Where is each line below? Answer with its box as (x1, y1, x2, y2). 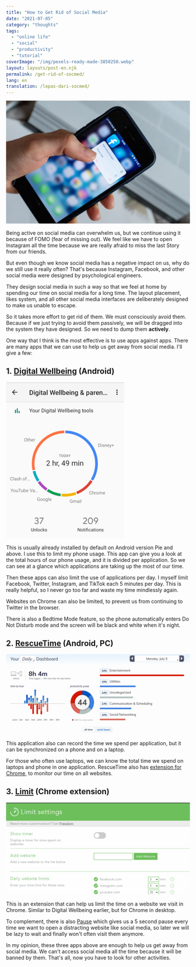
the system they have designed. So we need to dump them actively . (6, 325, 170, 332)
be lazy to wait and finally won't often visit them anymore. (6, 930, 145, 937)
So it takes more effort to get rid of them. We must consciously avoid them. (6, 313, 187, 320)
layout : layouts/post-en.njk (6, 65, 77, 71)
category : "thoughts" (6, 22, 59, 28)
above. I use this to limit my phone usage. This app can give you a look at (6, 550, 182, 557)
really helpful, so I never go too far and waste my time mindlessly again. (6, 586, 178, 594)
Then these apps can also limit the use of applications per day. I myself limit (6, 574, 188, 581)
